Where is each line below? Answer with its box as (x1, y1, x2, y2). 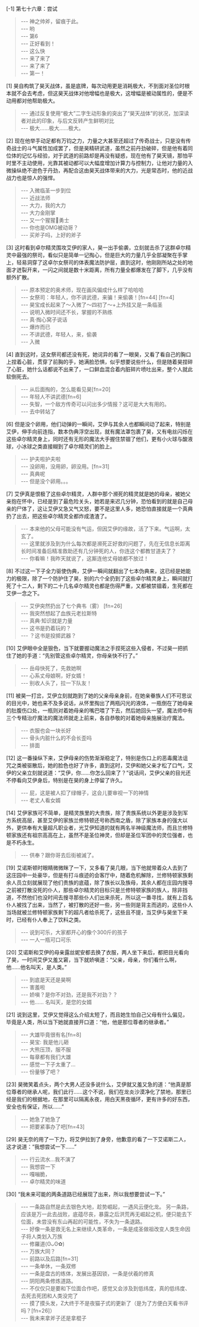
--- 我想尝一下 (20, 1163, 56, 1170)
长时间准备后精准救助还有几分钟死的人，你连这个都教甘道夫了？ (20, 548, 176, 554)
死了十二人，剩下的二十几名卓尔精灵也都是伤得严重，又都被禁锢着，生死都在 (6, 582, 193, 589)
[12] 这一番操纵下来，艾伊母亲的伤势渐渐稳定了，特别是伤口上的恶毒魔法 (6, 754, 183, 761)
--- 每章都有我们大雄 (20, 1053, 72, 1061)
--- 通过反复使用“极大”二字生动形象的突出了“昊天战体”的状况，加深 (20, 110, 184, 117)
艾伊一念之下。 (6, 590, 43, 596)
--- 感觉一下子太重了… (20, 1061, 76, 1068)
